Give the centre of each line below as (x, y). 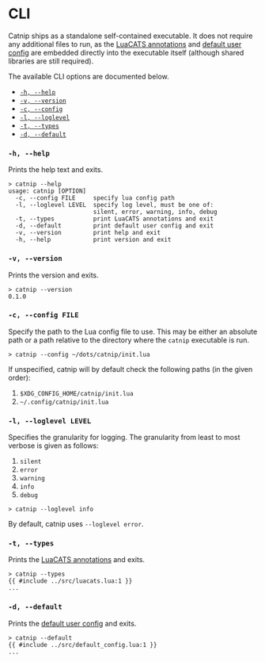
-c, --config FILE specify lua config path (95, 198)
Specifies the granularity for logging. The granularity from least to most (124, 438)
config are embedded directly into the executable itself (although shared (126, 52)
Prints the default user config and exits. (72, 623)
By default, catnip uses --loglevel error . (76, 524)
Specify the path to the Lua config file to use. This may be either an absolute (133, 331)
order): (19, 377)
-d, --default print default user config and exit (115, 226)
